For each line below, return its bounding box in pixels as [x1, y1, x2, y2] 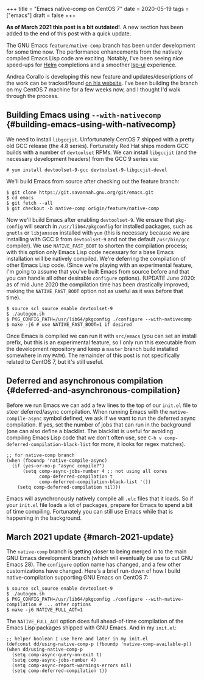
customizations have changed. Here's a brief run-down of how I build [6, 567, 181, 575]
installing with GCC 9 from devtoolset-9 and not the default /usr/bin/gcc [6, 235, 190, 243]
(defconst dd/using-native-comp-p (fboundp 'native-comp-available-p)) [6, 641, 192, 648]
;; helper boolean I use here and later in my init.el [6, 636, 149, 642]
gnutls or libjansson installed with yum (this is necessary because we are [6, 228, 190, 236]
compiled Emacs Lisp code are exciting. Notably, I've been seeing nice [6, 55, 184, 62]
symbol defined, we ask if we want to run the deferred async [43, 414, 196, 422]
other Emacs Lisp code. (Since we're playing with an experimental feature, [6, 261, 193, 269]
